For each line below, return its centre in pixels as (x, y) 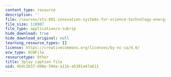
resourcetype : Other (27, 57)
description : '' (22, 15)
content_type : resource (31, 10)
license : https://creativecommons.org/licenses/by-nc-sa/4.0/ (73, 48)
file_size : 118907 (25, 24)
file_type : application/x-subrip (41, 29)
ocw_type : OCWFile (25, 52)
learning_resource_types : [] (36, 43)
